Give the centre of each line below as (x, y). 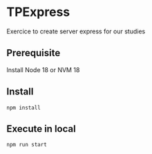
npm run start (27, 145)
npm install (23, 108)
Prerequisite (34, 53)
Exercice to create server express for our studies (76, 31)
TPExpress (38, 12)
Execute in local (41, 129)
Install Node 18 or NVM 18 (43, 69)
